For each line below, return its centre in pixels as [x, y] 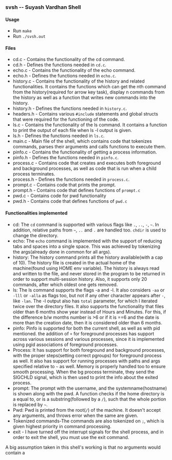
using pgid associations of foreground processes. [65, 344]
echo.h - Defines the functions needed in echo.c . [64, 76]
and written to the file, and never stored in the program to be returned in [89, 274]
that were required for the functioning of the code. [66, 120]
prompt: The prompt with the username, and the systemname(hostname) [90, 388]
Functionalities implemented [36, 213]
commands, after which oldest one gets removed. [65, 284]
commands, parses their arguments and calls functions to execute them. [89, 147]
